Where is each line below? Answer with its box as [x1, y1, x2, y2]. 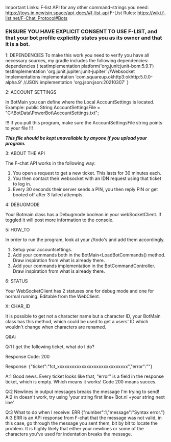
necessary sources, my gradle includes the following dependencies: [5, 58, 149, 64]
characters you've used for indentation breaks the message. [5, 431, 132, 437]
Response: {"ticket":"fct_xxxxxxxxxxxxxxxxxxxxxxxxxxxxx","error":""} [5, 363, 153, 370]
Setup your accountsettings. [12, 247, 72, 253]
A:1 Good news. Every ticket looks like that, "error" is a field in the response [5, 373, 164, 379]
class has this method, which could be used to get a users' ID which [5, 319, 149, 325]
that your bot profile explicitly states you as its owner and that [5, 34, 162, 41]
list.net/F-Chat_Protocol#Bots [5, 15, 68, 21]
